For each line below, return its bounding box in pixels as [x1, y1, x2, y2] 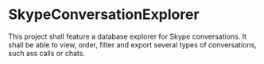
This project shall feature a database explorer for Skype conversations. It [8, 32, 247, 41]
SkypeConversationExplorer [8, 6, 200, 24]
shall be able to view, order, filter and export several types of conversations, [8, 40, 257, 49]
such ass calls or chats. [8, 48, 86, 58]
